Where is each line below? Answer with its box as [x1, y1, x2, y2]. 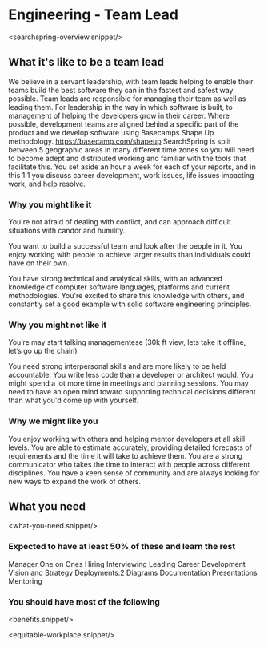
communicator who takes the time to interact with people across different [8, 459, 250, 469]
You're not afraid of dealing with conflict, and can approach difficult [8, 217, 232, 227]
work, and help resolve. [8, 179, 86, 188]
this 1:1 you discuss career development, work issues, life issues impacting [8, 170, 254, 180]
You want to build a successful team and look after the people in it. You [8, 241, 242, 251]
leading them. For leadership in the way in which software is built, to [8, 102, 234, 111]
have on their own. [8, 258, 70, 268]
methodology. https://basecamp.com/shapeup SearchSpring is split [8, 136, 232, 146]
